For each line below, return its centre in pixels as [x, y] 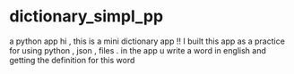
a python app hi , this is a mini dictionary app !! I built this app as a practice [147, 41]
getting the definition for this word [72, 60]
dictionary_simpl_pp [86, 16]
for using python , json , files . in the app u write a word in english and [138, 50]
